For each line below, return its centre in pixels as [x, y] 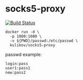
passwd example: [24, 54]
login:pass [17, 63]
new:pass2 [16, 72]
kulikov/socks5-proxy [33, 45]
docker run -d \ [22, 32]
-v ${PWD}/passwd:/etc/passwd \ [44, 41]
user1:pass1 [18, 68]
